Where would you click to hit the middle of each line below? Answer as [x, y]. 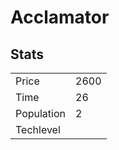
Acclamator [60, 17]
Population [40, 113]
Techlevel [38, 129]
